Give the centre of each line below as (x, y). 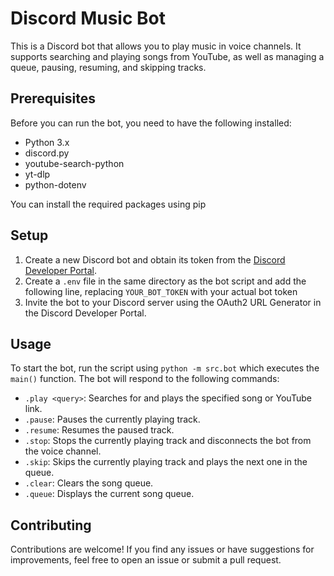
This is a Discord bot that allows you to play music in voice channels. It (156, 46)
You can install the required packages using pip (108, 204)
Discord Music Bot (88, 18)
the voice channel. (63, 451)
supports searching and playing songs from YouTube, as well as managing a (167, 56)
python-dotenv (55, 184)
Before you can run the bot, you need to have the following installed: (151, 123)
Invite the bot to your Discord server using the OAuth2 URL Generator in (173, 302)
